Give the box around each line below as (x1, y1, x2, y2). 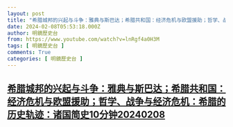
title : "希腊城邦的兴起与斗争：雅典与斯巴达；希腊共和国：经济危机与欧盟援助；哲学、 (7, 17, 223, 24)
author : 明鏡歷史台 (7, 29, 58, 37)
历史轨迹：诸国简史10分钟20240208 (7, 109, 165, 121)
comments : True (7, 49, 51, 56)
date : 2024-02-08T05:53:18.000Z (7, 23, 101, 30)
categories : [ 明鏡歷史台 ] (7, 56, 83, 62)
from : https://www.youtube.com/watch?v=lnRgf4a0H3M (7, 36, 159, 43)
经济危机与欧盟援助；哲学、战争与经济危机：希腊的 (7, 96, 226, 108)
